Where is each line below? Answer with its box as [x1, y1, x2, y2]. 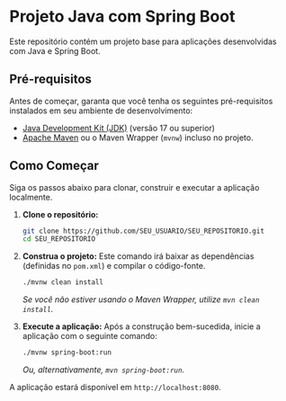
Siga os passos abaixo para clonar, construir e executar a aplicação [9, 182, 260, 192]
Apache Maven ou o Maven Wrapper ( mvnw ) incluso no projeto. [22, 132, 254, 143]
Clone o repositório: [22, 209, 99, 219]
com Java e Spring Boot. [9, 45, 101, 56]
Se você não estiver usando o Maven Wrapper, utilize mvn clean [22, 294, 260, 305]
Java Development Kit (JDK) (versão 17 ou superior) [22, 122, 216, 133]
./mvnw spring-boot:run [22, 348, 112, 357]
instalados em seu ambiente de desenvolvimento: [9, 105, 193, 116]
